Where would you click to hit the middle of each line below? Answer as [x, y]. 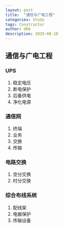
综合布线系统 [21, 195]
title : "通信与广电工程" [30, 15]
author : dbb [18, 29]
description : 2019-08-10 [32, 34]
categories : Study [25, 19]
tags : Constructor [25, 24]
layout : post [19, 10]
